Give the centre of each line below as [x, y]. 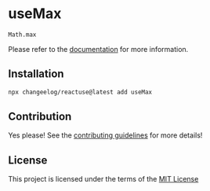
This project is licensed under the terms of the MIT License [103, 179]
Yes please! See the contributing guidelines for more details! [105, 135]
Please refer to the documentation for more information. [98, 49]
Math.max [22, 35]
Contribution [40, 117]
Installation [36, 74]
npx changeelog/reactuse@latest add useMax [80, 92]
